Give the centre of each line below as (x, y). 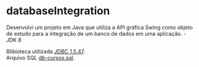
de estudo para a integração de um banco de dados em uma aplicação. (94, 33)
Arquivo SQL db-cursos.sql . (40, 58)
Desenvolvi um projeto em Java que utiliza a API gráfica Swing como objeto (99, 27)
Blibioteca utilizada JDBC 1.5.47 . (46, 51)
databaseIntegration (58, 11)
